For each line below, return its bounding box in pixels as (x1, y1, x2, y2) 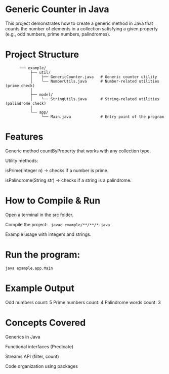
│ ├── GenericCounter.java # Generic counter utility (30, 74, 157, 79)
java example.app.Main (5, 266, 53, 271)
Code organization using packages (5, 363, 78, 369)
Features (5, 131, 44, 143)
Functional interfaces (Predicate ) (5, 343, 73, 350)
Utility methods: (5, 157, 38, 163)
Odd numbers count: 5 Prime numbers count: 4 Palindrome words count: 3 (5, 299, 161, 305)
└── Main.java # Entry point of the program (41, 114, 164, 119)
